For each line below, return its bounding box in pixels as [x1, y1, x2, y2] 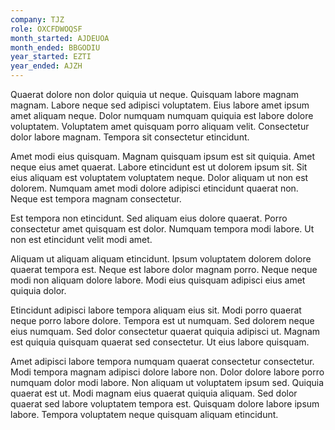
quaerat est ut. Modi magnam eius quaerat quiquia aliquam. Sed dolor [10, 387, 298, 399]
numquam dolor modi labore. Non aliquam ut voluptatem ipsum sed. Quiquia [10, 377, 325, 388]
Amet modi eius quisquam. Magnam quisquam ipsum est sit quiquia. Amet [10, 151, 316, 162]
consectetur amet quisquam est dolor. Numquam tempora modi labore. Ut [10, 223, 315, 235]
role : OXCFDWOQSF [10, 24, 83, 34]
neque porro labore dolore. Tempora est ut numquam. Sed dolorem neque [10, 315, 315, 326]
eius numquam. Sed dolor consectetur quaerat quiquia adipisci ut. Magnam [10, 326, 321, 337]
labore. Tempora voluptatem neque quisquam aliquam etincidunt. [10, 409, 279, 420]
